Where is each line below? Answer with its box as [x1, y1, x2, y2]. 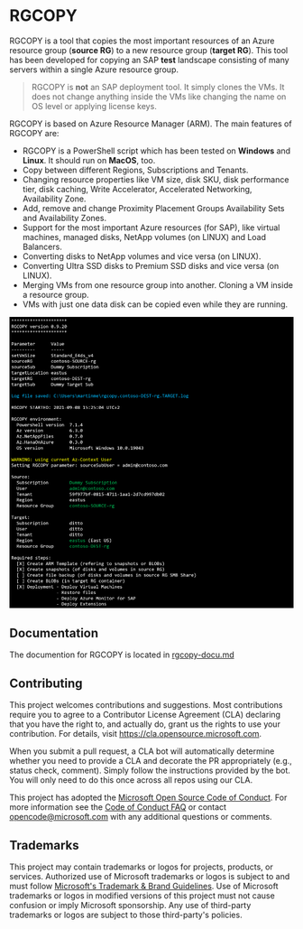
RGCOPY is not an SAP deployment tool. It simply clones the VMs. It [31, 81, 285, 92]
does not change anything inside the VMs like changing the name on [31, 91, 287, 102]
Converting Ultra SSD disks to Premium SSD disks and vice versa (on [22, 260, 280, 271]
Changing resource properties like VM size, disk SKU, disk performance [22, 173, 289, 185]
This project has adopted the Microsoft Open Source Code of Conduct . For [9, 792, 288, 804]
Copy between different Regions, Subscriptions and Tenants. [22, 164, 249, 175]
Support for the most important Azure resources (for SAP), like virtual [22, 222, 280, 233]
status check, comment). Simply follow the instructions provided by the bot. [9, 765, 291, 776]
